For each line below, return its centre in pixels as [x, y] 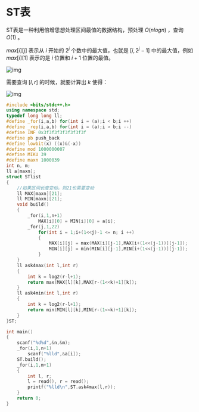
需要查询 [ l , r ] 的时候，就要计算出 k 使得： [57, 82]
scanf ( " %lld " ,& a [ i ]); [55, 354]
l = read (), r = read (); [58, 382]
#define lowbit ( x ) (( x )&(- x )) [44, 144]
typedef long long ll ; [34, 116]
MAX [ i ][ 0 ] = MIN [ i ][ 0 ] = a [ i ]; [77, 221]
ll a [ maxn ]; [21, 171]
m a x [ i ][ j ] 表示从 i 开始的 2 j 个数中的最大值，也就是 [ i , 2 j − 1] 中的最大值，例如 [100, 49]
